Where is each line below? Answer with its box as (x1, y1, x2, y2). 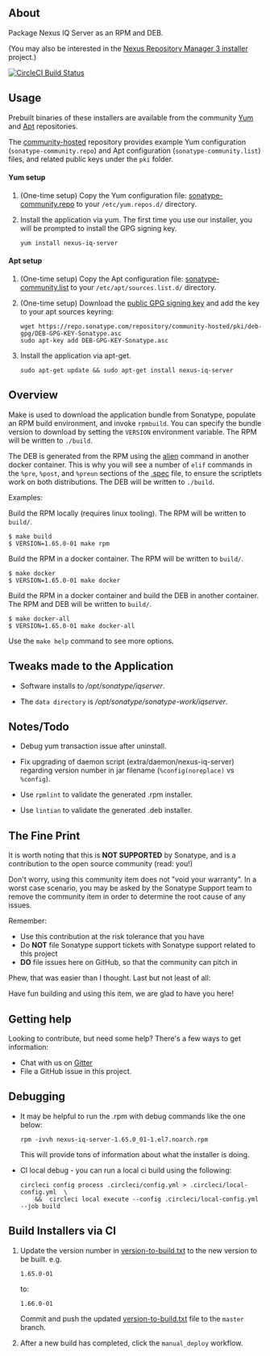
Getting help (8, 1012, 72, 1025)
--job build (19, 1202, 60, 1211)
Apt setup (8, 256, 43, 266)
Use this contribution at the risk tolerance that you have (19, 932, 205, 941)
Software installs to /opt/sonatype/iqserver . (19, 680, 165, 690)
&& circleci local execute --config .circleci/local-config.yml (35, 1195, 260, 1203)
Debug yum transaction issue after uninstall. (19, 741, 167, 751)
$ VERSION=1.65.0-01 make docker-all (8, 621, 135, 630)
